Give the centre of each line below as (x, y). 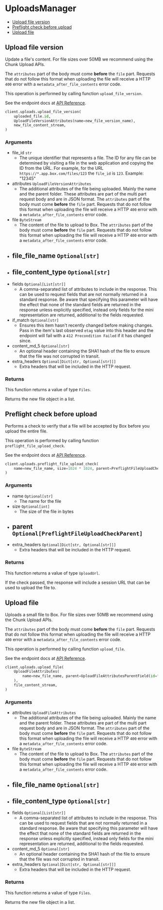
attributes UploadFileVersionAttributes (51, 184)
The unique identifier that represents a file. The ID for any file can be (88, 158)
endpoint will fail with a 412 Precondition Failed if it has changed (85, 335)
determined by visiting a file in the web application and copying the (86, 163)
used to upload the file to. (31, 587)
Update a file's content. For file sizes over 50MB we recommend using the (79, 59)
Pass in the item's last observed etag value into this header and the (86, 330)
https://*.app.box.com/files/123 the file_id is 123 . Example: (81, 173)
